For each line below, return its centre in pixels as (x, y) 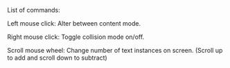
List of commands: (34, 10)
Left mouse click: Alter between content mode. (74, 23)
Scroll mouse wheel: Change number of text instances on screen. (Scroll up (115, 50)
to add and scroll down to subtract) (57, 58)
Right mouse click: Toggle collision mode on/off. (76, 37)
